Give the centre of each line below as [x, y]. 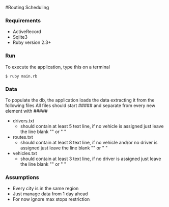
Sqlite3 [20, 37]
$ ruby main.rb [21, 76]
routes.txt [23, 137]
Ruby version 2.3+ [32, 42]
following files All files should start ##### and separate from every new [80, 105]
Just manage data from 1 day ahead [50, 194]
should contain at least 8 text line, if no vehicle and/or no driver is [89, 142]
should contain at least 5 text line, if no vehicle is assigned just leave [92, 126]
